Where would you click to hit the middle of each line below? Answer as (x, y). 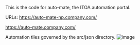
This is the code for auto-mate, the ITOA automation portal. (68, 7)
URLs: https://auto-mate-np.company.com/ (51, 17)
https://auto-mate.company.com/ (40, 27)
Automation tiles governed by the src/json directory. (60, 37)
